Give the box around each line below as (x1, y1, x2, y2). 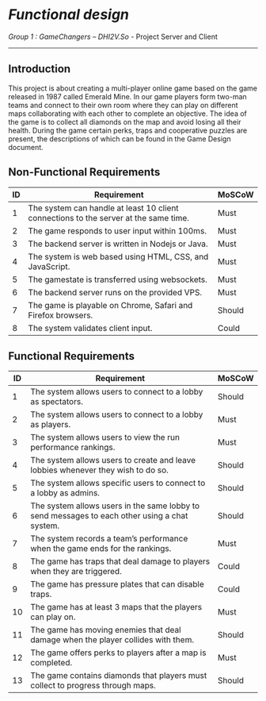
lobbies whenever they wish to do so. (30, 464, 169, 476)
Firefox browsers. (28, 310, 93, 321)
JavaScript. (28, 260, 70, 272)
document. (8, 142, 44, 152)
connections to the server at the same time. (28, 212, 190, 223)
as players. (30, 419, 71, 430)
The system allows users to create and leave (30, 455, 196, 466)
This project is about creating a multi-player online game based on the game (8, 83, 258, 93)
